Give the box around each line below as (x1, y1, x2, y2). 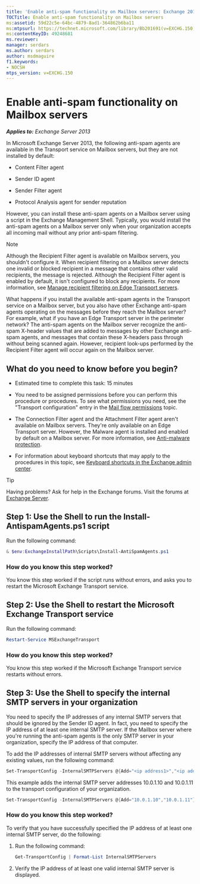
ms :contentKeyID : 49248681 (6, 31, 73, 37)
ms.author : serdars (6, 48, 55, 54)
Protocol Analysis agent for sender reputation (14, 198, 127, 206)
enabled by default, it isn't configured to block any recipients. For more (6, 278, 180, 285)
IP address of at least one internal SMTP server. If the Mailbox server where (6, 726, 192, 733)
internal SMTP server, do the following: (6, 831, 102, 838)
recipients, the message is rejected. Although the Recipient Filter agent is (6, 271, 186, 278)
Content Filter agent (14, 164, 64, 171)
